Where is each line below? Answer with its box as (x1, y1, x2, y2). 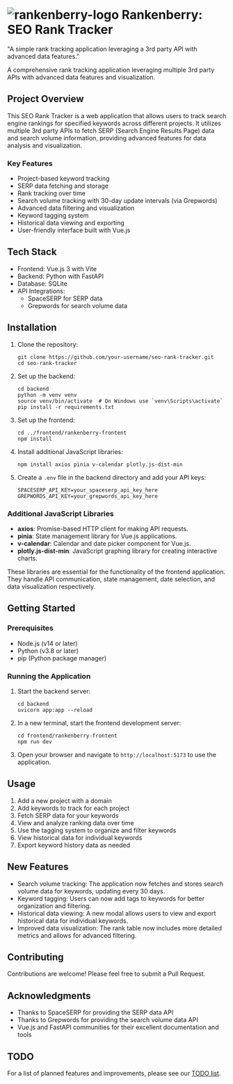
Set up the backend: (17, 372, 76, 380)
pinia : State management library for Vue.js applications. (17, 532, 177, 540)
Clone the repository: (17, 340, 79, 348)
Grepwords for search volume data (27, 301, 128, 309)
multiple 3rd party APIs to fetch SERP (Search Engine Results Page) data (7, 126, 215, 135)
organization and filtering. (17, 901, 92, 910)
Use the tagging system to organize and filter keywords (17, 826, 177, 834)
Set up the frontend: (17, 416, 75, 424)
